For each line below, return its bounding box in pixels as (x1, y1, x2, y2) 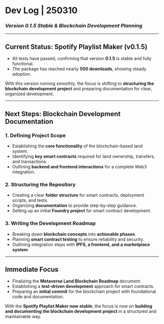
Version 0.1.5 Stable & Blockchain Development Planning (5, 22, 143, 29)
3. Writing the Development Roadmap (5, 220, 96, 227)
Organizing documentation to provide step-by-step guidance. (12, 202, 138, 208)
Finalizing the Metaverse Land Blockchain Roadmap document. (12, 278, 142, 284)
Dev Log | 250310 (5, 5, 78, 16)
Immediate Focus (5, 265, 59, 273)
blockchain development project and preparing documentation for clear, (5, 86, 152, 92)
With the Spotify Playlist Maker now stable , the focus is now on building (5, 303, 152, 309)
